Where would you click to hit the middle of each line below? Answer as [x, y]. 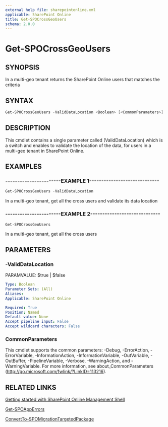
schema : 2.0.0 [20, 24]
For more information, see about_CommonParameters [98, 366]
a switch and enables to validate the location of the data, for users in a [78, 145]
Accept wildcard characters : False [43, 326]
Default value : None [27, 317]
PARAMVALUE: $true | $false [35, 275]
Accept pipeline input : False [37, 322]
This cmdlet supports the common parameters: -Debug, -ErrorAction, [77, 350]
